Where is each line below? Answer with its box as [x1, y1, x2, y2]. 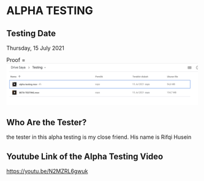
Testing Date [6, 28, 56, 39]
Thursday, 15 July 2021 [6, 44, 64, 52]
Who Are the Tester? [6, 117, 87, 128]
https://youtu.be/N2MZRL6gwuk [6, 168, 88, 175]
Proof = [6, 56, 26, 63]
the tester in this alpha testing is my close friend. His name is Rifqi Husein [6, 133, 192, 141]
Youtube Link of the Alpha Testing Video [6, 151, 164, 161]
